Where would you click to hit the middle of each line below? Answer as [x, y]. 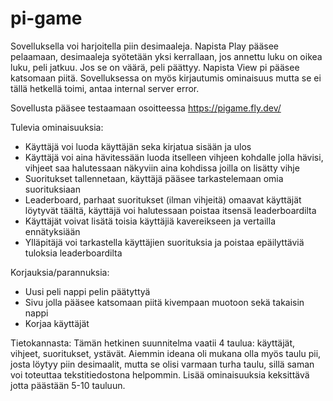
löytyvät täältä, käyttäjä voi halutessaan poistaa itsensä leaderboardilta [170, 210]
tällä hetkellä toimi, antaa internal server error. [105, 88]
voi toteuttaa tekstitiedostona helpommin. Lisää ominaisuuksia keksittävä [160, 374]
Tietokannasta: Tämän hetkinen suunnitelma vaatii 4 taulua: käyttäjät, [153, 343]
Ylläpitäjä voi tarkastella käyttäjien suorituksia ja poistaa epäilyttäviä [164, 242]
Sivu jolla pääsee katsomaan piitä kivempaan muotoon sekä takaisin [164, 302]
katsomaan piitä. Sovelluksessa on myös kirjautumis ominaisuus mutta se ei [166, 78]
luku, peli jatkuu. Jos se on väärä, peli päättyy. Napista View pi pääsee [155, 67]
